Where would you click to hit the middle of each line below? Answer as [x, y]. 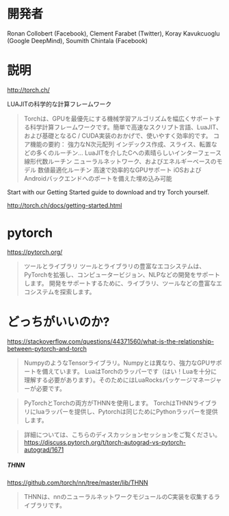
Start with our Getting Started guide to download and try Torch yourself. [108, 192]
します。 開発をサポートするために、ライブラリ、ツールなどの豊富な [120, 283]
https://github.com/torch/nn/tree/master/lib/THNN [78, 482]
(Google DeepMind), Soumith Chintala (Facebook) [78, 40]
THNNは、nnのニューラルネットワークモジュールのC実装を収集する [119, 496]
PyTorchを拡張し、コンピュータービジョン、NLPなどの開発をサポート [122, 274]
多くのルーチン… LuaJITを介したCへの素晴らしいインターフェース [129, 153]
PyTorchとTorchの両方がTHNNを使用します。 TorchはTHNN [108, 403]
